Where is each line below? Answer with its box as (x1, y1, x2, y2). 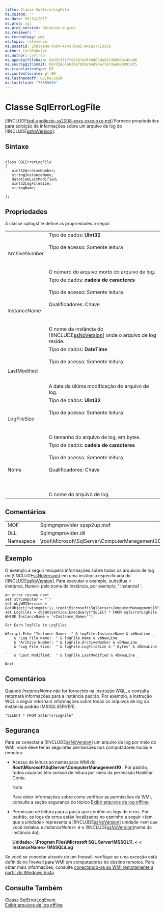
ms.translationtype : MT (5, 67, 54, 72)
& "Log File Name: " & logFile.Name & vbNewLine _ (14, 635, 122, 641)
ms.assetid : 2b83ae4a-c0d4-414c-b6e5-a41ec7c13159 (5, 44, 111, 49)
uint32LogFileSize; (11, 181, 52, 186)
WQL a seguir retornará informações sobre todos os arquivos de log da (5, 698, 149, 704)
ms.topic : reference (5, 39, 48, 44)
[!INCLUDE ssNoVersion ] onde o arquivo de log (48, 332, 156, 339)
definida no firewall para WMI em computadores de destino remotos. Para (5, 859, 155, 865)
